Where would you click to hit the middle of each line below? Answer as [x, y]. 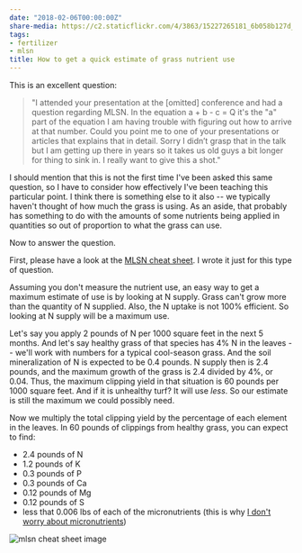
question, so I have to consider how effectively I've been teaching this [139, 187]
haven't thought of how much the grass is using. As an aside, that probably [148, 206]
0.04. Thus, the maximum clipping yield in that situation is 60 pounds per [144, 381]
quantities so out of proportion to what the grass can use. [116, 225]
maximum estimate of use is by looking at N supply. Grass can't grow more [148, 297]
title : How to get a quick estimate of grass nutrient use [122, 59]
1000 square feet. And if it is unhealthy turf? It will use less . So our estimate [149, 391]
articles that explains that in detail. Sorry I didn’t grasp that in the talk [159, 141]
